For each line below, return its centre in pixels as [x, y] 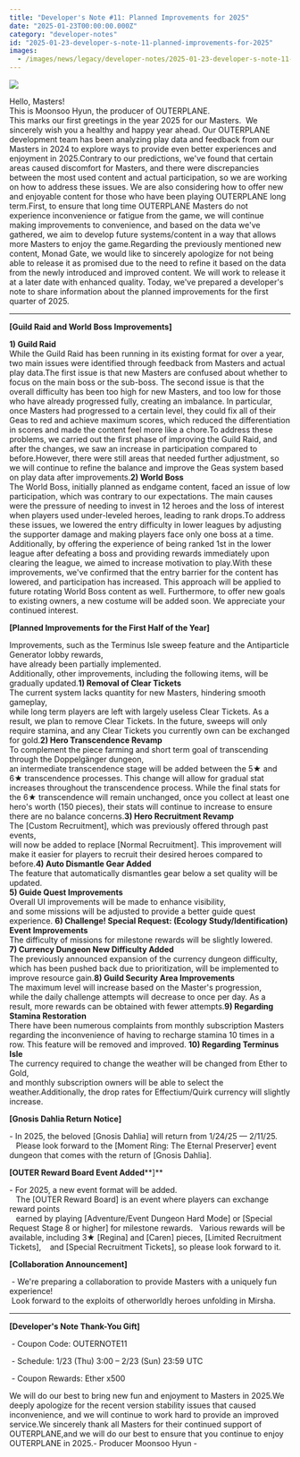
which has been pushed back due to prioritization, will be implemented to [144, 968]
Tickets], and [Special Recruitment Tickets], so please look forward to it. [145, 1247]
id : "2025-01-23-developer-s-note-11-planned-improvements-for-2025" [142, 43]
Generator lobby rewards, [56, 655]
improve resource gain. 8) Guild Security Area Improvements [122, 978]
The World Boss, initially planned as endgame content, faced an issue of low [150, 487]
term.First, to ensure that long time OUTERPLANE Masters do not [129, 206]
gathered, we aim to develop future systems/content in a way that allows [143, 234]
